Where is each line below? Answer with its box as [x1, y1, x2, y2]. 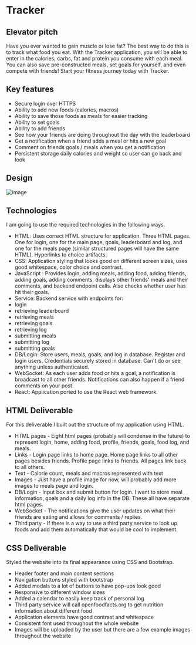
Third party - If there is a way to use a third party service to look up [14, 520, 178, 527]
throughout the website [14, 632, 72, 640]
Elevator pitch [6, 27, 58, 37]
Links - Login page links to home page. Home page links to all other [14, 451, 178, 458]
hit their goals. [14, 289, 50, 296]
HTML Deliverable [6, 406, 73, 416]
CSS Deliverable [6, 543, 66, 553]
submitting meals [14, 332, 57, 339]
